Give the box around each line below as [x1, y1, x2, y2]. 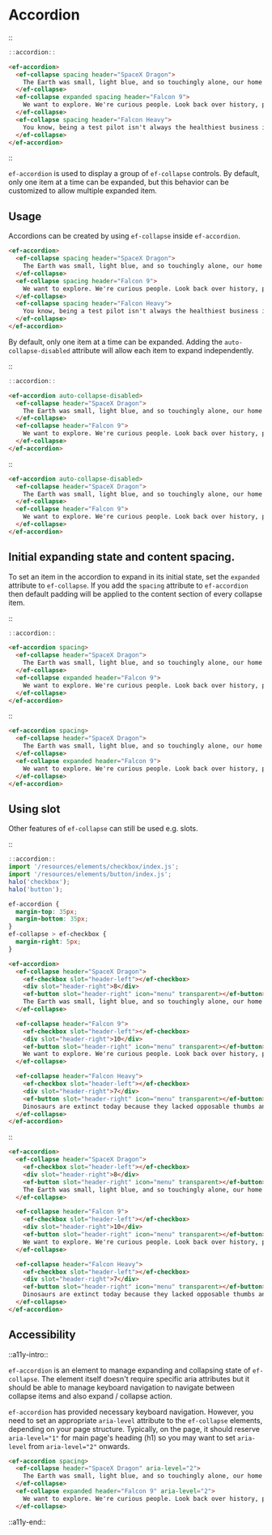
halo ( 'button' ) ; [8, 885, 63, 894]
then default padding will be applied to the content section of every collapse [8, 589, 263, 598]
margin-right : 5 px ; [15, 938, 82, 946]
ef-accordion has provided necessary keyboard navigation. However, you [8, 1407, 254, 1416]
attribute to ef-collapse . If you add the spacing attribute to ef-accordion [8, 580, 249, 590]
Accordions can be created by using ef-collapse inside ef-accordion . [8, 231, 240, 241]
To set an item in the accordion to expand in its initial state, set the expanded [8, 571, 261, 581]
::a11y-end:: [8, 1516, 46, 1527]
